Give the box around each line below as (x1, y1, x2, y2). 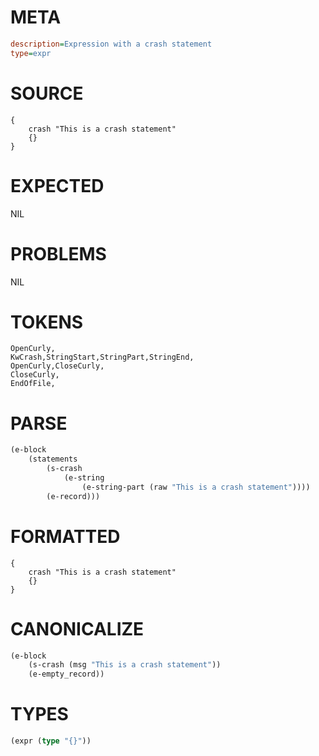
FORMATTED (10, 525, 121, 548)
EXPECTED (10, 174, 105, 197)
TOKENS (10, 311, 84, 333)
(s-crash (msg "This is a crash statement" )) (28, 660, 222, 670)
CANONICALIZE (10, 617, 145, 640)
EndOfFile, (10, 379, 56, 389)
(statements (28, 454, 78, 465)
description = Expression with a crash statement (10, 39, 213, 49)
